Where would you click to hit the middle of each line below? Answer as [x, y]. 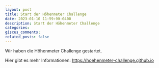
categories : [17, 28]
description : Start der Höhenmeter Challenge [52, 23]
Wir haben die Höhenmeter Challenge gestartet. [53, 51]
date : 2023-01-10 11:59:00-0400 [38, 19]
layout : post [18, 10]
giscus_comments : [23, 32]
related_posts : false [27, 37]
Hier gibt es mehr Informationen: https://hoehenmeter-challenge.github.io [79, 60]
